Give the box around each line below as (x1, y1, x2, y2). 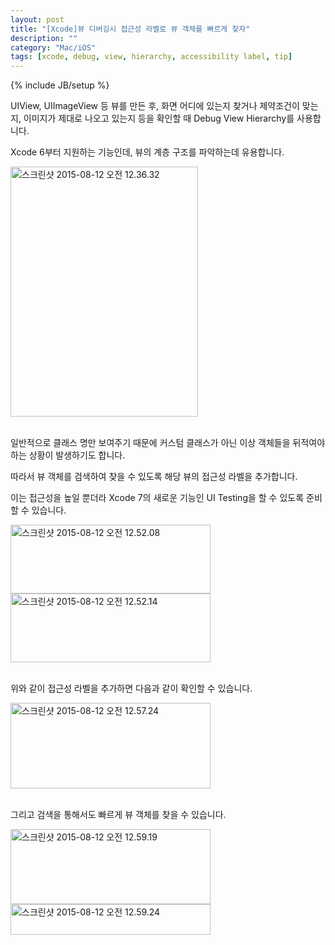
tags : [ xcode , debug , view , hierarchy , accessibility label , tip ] (10, 52, 293, 62)
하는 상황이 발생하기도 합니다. (10, 449, 126, 461)
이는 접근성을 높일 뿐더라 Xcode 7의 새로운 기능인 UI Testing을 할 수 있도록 (10, 492, 305, 504)
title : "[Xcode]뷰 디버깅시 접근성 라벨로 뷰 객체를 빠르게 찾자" (10, 24, 251, 34)
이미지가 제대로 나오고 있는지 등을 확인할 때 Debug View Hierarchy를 (23, 112, 295, 125)
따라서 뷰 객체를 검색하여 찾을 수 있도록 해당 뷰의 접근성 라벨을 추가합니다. (10, 471, 298, 483)
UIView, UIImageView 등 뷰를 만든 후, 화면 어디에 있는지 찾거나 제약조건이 (10, 100, 300, 112)
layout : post (10, 14, 65, 25)
